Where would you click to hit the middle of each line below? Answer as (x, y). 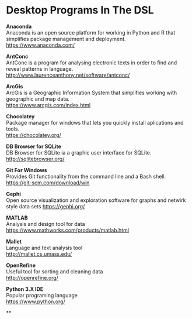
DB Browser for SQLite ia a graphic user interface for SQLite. (79, 152)
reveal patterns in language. (40, 68)
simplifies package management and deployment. (66, 39)
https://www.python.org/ (36, 301)
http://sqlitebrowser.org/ (35, 159)
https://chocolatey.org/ (34, 135)
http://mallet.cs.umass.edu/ (39, 254)
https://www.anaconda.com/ (40, 45)
